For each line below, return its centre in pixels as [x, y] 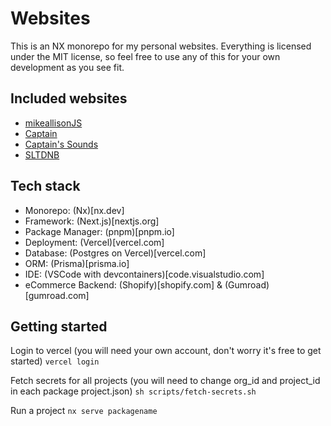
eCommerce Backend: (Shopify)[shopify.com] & [123, 284]
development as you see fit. [67, 67]
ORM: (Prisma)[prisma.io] [77, 263]
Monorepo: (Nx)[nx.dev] [74, 210]
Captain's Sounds [61, 144]
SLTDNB [42, 154]
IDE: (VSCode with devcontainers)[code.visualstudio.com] [144, 274]
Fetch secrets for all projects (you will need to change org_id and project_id [165, 381]
